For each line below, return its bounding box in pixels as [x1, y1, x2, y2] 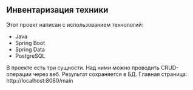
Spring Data [15, 46, 46, 53]
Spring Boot [15, 39, 46, 46]
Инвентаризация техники [6, 5, 109, 15]
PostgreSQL [15, 52, 46, 60]
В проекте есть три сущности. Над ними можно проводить [6, 64, 160, 71]
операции [6, 70, 32, 78]
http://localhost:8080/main [6, 77, 73, 84]
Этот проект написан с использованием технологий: [6, 21, 144, 28]
